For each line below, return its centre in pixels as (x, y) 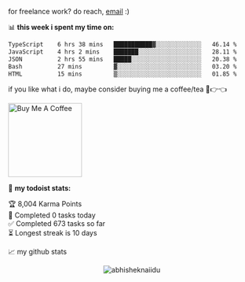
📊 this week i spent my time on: (61, 27)
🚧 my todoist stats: (40, 188)
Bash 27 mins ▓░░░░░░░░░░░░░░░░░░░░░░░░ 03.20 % (122, 66)
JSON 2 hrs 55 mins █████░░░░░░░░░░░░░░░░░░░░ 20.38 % (122, 59)
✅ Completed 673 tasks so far (57, 224)
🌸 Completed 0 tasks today (52, 215)
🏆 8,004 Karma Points (45, 204)
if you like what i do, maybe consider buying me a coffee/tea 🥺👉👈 (118, 89)
